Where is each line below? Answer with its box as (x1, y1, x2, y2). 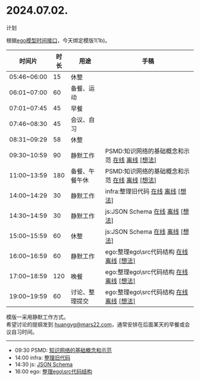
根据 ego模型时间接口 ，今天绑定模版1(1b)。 (6, 36, 111, 44)
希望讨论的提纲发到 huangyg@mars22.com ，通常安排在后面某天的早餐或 (6, 321, 185, 328)
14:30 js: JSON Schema (14, 361, 73, 368)
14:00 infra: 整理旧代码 (14, 354, 71, 361)
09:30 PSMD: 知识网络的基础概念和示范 (14, 346, 112, 354)
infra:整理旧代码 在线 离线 (105, 187, 177, 195)
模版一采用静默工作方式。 (6, 313, 69, 320)
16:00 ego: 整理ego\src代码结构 (14, 368, 92, 375)
